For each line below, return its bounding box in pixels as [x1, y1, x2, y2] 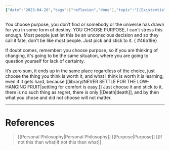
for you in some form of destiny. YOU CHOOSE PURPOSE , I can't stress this [5, 26, 163, 33]
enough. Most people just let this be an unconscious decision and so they [5, 32, 159, 38]
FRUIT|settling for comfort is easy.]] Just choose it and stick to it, [27, 84, 163, 90]
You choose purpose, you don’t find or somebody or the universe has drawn [5, 21, 164, 27]
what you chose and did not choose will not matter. [5, 94, 112, 101]
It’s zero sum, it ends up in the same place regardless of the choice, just [5, 68, 155, 74]
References [5, 117, 55, 128]
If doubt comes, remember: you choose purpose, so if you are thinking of [5, 47, 158, 53]
